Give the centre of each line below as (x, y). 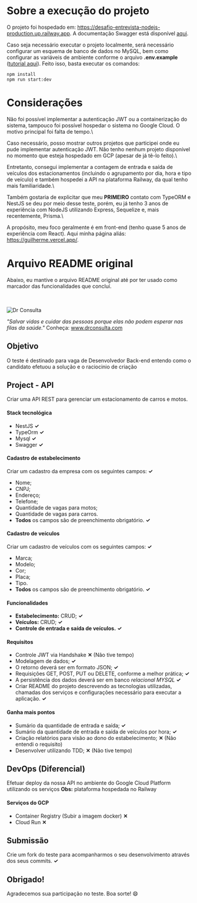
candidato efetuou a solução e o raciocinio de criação (72, 367)
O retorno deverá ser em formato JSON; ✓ (67, 668)
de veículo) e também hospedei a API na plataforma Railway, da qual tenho (97, 179)
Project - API (30, 385)
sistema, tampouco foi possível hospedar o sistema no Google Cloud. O (93, 125)
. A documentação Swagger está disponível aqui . (129, 33)
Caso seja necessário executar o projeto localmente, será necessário (90, 45)
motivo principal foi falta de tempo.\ (50, 131)
